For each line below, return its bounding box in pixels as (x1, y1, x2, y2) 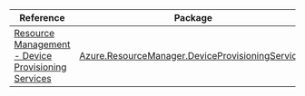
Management (14, 38, 71, 51)
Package (173, 12, 213, 24)
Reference (19, 12, 65, 24)
